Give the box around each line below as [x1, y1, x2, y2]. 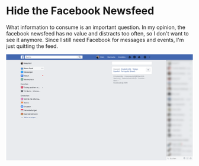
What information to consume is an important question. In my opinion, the [6, 24, 185, 31]
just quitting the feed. [6, 43, 58, 50]
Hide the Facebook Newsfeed [6, 4, 155, 18]
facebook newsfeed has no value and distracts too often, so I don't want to [6, 30, 190, 37]
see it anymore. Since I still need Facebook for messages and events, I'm [6, 36, 184, 43]
